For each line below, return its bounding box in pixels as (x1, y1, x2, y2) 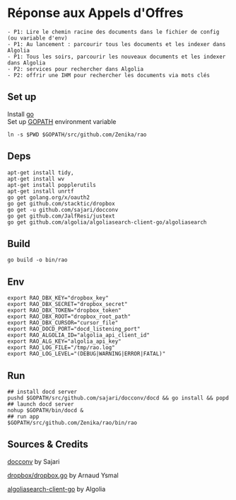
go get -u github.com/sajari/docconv (7, 206, 119, 213)
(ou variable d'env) (7, 34, 69, 42)
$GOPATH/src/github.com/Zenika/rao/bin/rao (7, 419, 138, 426)
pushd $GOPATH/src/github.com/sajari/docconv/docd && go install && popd (7, 394, 230, 402)
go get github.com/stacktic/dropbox (7, 200, 115, 207)
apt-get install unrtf (7, 188, 74, 195)
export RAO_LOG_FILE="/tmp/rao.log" (7, 344, 115, 351)
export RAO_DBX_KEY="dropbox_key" (7, 295, 110, 302)
